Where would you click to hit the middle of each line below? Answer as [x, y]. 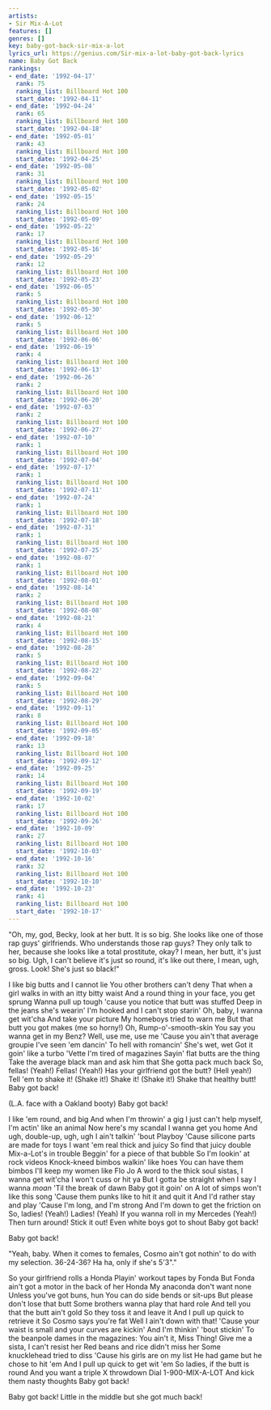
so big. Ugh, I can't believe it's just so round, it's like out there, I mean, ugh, [134, 960]
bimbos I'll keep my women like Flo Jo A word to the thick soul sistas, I [126, 1170]
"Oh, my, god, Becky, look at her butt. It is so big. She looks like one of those [136, 934]
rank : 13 [30, 745]
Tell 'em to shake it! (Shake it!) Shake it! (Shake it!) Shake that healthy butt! [132, 1079]
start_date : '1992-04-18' [59, 129]
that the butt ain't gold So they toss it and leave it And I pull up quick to [126, 1312]
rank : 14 [30, 776]
